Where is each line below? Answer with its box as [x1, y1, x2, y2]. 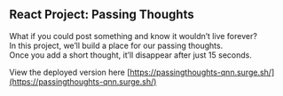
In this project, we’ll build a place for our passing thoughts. [9, 40, 224, 51]
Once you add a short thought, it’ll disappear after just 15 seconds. [9, 49, 253, 60]
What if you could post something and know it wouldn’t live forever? [9, 30, 257, 41]
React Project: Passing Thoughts [9, 7, 194, 22]
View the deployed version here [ [9, 67, 130, 77]
